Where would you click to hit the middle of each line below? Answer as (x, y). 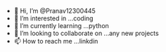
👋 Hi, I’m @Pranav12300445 (55, 11)
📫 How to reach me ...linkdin (56, 41)
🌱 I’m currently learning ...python (61, 26)
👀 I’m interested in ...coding (53, 18)
